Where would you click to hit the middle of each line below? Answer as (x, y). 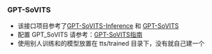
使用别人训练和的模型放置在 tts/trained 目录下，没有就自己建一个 (111, 43)
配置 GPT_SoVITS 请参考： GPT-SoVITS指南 (80, 35)
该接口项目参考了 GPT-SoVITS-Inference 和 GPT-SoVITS (98, 26)
